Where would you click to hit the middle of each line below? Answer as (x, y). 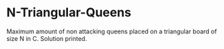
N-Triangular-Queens (69, 13)
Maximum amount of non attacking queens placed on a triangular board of (112, 31)
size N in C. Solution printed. (47, 38)
